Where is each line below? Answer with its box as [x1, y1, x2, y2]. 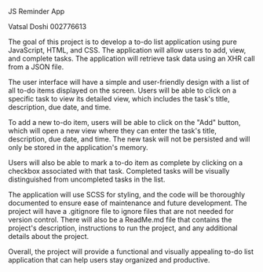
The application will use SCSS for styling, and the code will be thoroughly [8, 190, 246, 199]
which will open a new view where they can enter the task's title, [8, 126, 217, 135]
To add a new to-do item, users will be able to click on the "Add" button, [8, 118, 241, 127]
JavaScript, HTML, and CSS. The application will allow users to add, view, [8, 46, 247, 54]
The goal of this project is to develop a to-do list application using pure [8, 37, 237, 46]
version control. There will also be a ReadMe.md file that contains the [8, 215, 232, 224]
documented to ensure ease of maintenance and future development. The [8, 198, 247, 208]
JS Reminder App [8, 7, 65, 16]
